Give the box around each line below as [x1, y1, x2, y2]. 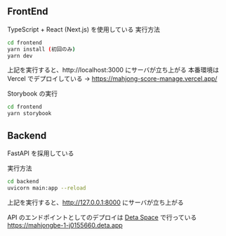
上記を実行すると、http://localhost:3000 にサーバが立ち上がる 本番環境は [7, 66, 220, 74]
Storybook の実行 [7, 89, 58, 98]
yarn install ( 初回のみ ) [7, 46, 76, 53]
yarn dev [7, 52, 33, 59]
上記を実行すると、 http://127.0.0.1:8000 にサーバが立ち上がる [7, 198, 184, 206]
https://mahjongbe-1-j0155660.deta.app [7, 221, 123, 229]
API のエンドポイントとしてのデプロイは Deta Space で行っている [7, 213, 197, 221]
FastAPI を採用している [7, 149, 74, 157]
